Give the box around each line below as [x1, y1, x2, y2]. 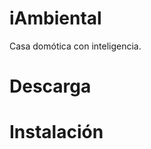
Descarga [9, 75, 92, 98]
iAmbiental [9, 7, 102, 30]
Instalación [9, 121, 104, 144]
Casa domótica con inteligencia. [9, 40, 142, 52]
